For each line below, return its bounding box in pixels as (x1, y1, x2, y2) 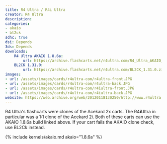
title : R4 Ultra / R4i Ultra (5, 7, 66, 12)
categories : (5, 21, 30, 26)
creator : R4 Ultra (5, 12, 43, 17)
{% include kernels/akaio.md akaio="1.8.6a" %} (5, 134, 103, 140)
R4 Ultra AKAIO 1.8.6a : (14, 53, 64, 59)
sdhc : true (5, 35, 28, 40)
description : (5, 16, 32, 21)
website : (5, 95, 23, 100)
